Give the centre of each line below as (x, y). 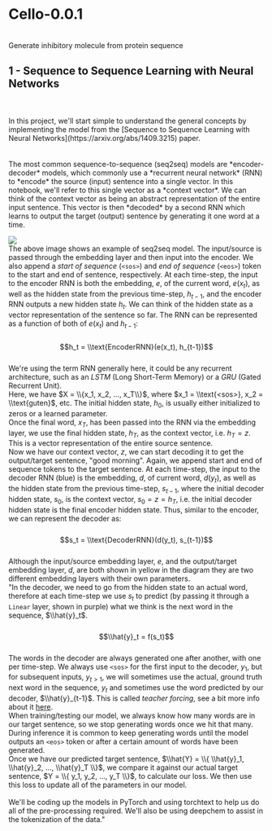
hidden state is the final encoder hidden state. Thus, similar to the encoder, (134, 509)
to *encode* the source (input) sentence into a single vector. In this (121, 181)
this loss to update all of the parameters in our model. (98, 785)
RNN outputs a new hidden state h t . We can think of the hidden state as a (131, 305)
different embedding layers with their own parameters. (99, 578)
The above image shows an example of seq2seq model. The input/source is (135, 248)
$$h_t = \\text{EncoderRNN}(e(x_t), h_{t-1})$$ (136, 346)
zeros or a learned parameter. (58, 413)
